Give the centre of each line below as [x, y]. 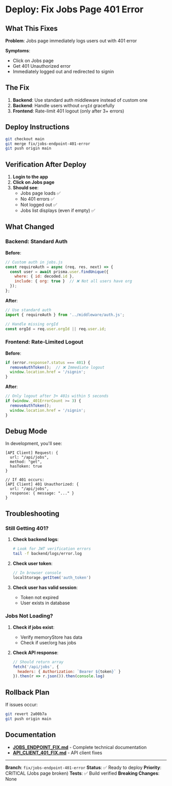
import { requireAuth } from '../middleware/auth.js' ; [65, 315]
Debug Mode [26, 431]
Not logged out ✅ [39, 205]
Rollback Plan [27, 692]
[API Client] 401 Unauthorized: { [42, 484]
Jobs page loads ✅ [40, 193]
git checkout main [25, 139]
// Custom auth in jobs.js [34, 262]
